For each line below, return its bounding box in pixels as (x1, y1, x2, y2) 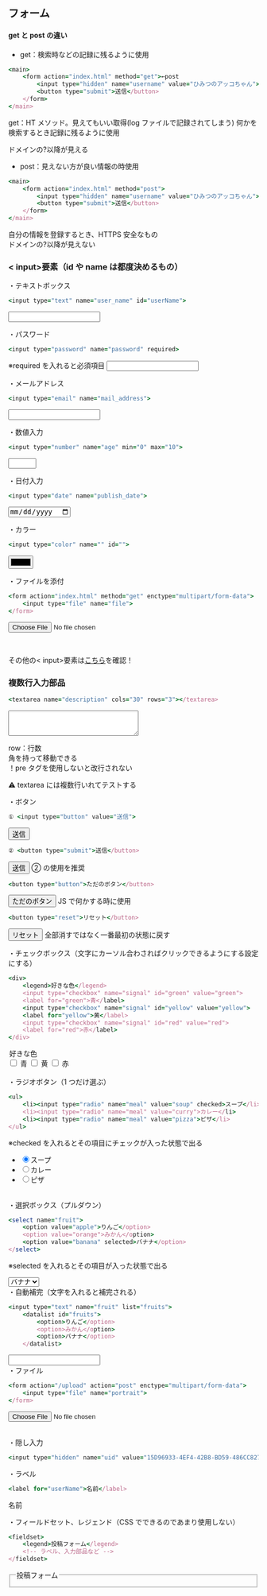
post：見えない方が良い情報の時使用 (19, 161, 139, 171)
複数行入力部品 (8, 677, 66, 688)
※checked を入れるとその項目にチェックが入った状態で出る (8, 1138, 203, 1148)
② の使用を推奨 (31, 862, 85, 872)
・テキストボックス (8, 281, 72, 291)
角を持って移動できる (8, 753, 78, 762)
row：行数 (8, 743, 42, 753)
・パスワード (8, 330, 50, 339)
